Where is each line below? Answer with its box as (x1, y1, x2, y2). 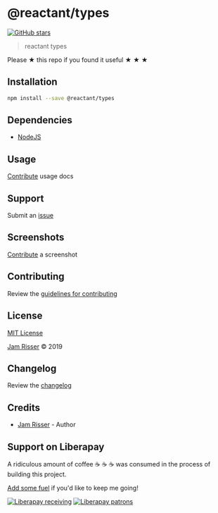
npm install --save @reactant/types (7, 94, 115, 101)
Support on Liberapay (7, 440, 105, 452)
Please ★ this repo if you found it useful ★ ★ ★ (7, 55, 148, 64)
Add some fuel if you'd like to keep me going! (7, 483, 139, 492)
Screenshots (7, 231, 65, 244)
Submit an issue (7, 211, 54, 220)
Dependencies (7, 114, 72, 126)
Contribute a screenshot (7, 250, 78, 259)
